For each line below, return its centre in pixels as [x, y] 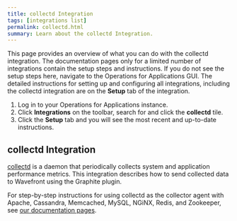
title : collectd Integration [50, 14]
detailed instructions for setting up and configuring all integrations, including [118, 84]
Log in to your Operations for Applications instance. [93, 105]
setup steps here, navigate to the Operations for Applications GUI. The [110, 76]
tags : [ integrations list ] [47, 20]
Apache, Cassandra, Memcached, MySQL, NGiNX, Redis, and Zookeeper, [114, 203]
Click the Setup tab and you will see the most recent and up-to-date [117, 120]
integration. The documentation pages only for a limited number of [104, 61]
